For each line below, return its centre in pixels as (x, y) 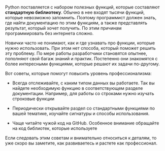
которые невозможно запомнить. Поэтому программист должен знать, (81, 18)
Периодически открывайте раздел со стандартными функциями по (83, 108)
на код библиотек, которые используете (55, 128)
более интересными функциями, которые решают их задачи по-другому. (82, 64)
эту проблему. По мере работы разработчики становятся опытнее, (76, 53)
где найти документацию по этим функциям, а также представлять (76, 23)
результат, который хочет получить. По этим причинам (64, 28)
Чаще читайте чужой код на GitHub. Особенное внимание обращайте (85, 123)
